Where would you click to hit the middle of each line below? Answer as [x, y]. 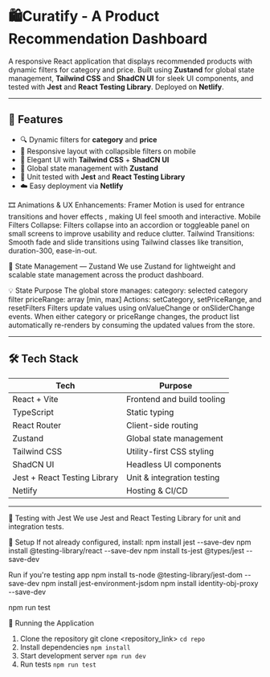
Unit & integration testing [173, 478]
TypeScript [33, 412]
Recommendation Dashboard [108, 39]
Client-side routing [162, 425]
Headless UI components [174, 464]
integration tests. [36, 526]
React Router [37, 425]
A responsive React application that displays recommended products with [131, 61]
